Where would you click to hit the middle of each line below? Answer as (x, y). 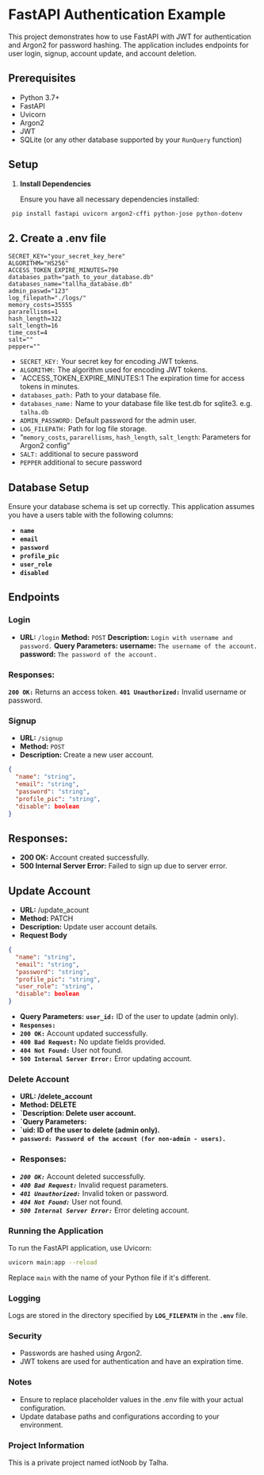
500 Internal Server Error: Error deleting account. (104, 1210)
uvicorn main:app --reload (53, 1262)
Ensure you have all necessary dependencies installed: (109, 199)
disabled (34, 573)
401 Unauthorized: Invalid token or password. (94, 1193)
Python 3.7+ (40, 98)
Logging (25, 1298)
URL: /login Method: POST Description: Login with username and (126, 637)
